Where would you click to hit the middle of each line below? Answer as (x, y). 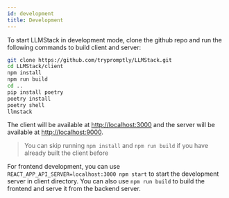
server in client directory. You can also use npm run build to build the (106, 181)
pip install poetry (35, 92)
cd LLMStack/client (35, 67)
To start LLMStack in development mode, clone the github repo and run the (114, 40)
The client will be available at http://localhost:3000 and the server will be (111, 125)
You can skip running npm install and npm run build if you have (116, 146)
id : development (31, 14)
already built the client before (66, 153)
